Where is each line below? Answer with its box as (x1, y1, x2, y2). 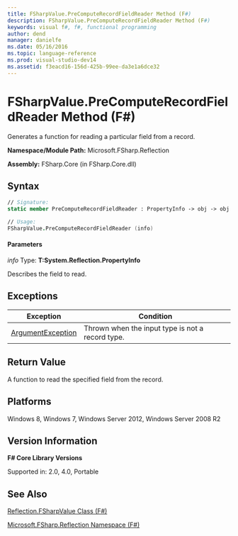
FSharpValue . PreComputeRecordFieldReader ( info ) (7, 225, 154, 232)
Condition (138, 311, 173, 321)
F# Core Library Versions (7, 454, 83, 462)
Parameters (7, 240, 42, 249)
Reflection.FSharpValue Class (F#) (7, 507, 108, 515)
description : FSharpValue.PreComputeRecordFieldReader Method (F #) (7, 17, 211, 24)
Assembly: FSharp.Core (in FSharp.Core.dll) (7, 160, 137, 168)
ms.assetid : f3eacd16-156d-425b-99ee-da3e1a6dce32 (7, 63, 160, 70)
